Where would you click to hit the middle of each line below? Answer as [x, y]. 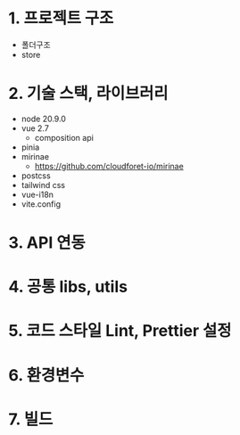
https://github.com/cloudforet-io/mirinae [109, 166]
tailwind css [43, 185]
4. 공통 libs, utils [68, 287]
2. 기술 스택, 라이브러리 [88, 94]
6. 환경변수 [46, 375]
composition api [64, 137]
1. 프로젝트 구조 [61, 18]
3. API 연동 [47, 243]
